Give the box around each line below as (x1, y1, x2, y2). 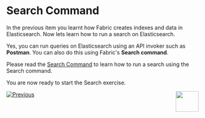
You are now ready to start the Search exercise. (6, 79, 126, 86)
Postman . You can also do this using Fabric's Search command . (6, 48, 169, 56)
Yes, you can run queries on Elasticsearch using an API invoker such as (6, 42, 186, 50)
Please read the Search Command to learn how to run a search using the (6, 61, 189, 68)
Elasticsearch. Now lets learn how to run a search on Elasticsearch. (6, 30, 175, 37)
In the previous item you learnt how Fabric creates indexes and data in (6, 24, 183, 31)
